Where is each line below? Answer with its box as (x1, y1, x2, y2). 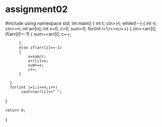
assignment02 (5, 4, 68, 15)
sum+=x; (27, 62, 44, 68)
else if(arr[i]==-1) (18, 45, 62, 50)
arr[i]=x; (27, 58, 49, 63)
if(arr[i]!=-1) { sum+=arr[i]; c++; (5, 31, 71, 37)
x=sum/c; (27, 54, 47, 59)
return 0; (5, 107, 26, 113)
